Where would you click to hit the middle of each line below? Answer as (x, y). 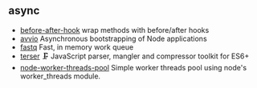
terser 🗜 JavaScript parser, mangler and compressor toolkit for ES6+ (135, 56)
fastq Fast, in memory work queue (77, 47)
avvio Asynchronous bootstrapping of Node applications (113, 38)
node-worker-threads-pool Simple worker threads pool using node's (133, 67)
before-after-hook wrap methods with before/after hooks (114, 30)
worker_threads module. (60, 76)
